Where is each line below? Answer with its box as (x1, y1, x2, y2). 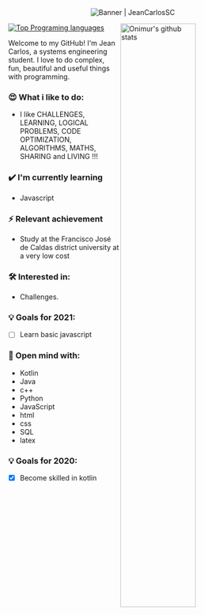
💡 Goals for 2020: (8, 455, 77, 466)
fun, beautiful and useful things (8, 63, 111, 73)
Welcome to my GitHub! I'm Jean (8, 39, 116, 47)
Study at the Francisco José (19, 233, 111, 244)
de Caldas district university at (19, 242, 119, 252)
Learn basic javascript (19, 330, 93, 340)
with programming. (8, 72, 70, 82)
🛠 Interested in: (8, 271, 71, 282)
